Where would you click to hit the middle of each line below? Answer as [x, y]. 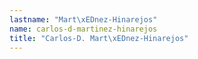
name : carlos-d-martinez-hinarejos [83, 29]
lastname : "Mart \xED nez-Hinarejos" [83, 19]
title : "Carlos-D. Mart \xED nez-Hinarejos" [99, 38]
